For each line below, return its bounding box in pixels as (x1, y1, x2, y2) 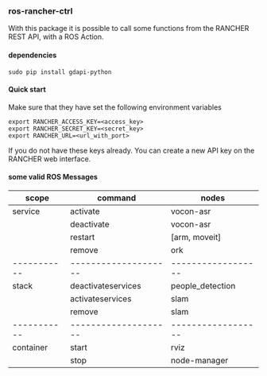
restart (70, 231, 95, 242)
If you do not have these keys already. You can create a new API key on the (8, 145, 255, 155)
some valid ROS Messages (8, 172, 98, 182)
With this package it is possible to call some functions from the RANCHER (8, 24, 250, 33)
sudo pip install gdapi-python (8, 68, 112, 76)
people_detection (170, 280, 236, 291)
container (12, 342, 48, 353)
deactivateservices (70, 280, 141, 291)
